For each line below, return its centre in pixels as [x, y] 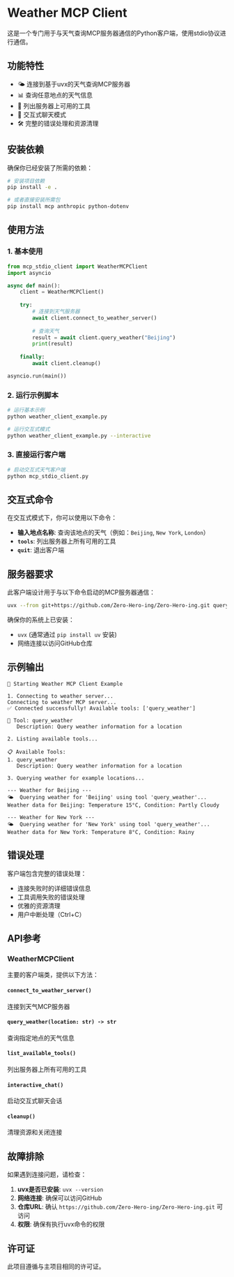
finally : [32, 357]
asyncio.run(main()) [37, 376]
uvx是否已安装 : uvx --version [60, 1189]
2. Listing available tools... [53, 739]
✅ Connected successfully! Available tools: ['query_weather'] [102, 708]
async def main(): [34, 285]
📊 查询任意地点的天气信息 [55, 95]
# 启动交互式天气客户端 [37, 470]
